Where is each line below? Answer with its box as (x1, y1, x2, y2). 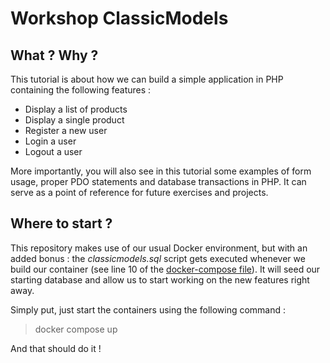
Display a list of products (24, 103, 128, 115)
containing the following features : (10, 84, 152, 96)
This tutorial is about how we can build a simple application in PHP (10, 73, 284, 85)
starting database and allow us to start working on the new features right (10, 273, 310, 286)
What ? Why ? (10, 47, 99, 64)
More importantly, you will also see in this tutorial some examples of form (10, 165, 312, 177)
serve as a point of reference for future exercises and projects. (10, 187, 269, 198)
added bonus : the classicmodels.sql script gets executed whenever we (10, 252, 306, 264)
